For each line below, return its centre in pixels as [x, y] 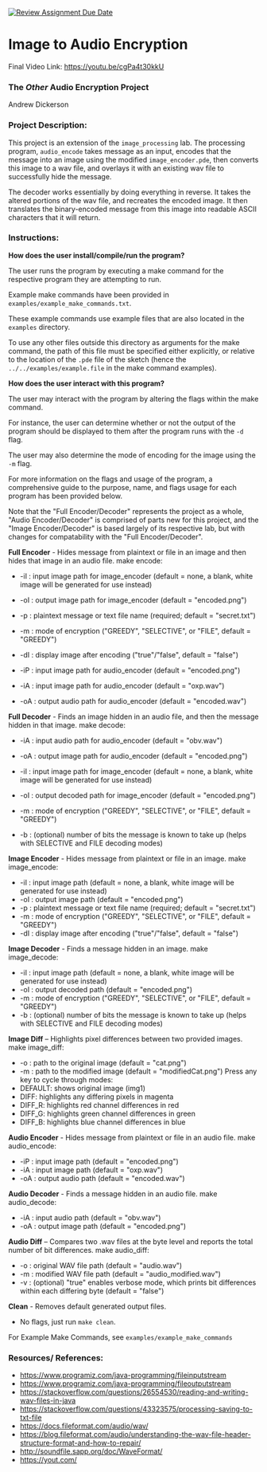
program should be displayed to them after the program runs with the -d [126, 431]
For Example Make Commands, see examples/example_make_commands [120, 1337]
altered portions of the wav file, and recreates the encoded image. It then [128, 200]
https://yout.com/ [48, 1460]
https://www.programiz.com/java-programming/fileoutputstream [126, 1384]
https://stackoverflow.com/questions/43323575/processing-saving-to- [136, 1409]
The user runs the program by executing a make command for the [116, 270]
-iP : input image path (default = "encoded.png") [99, 1161]
